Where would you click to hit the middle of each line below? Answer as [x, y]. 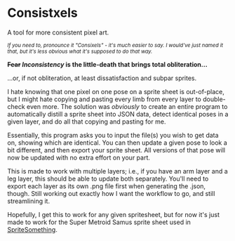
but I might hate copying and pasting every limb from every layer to [104, 99]
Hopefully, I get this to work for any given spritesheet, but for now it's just [113, 214]
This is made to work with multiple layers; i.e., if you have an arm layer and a [117, 171]
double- [214, 99]
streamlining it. [29, 201]
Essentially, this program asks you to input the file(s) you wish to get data [113, 135]
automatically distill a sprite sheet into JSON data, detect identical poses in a [118, 114]
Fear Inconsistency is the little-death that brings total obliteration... [108, 64]
